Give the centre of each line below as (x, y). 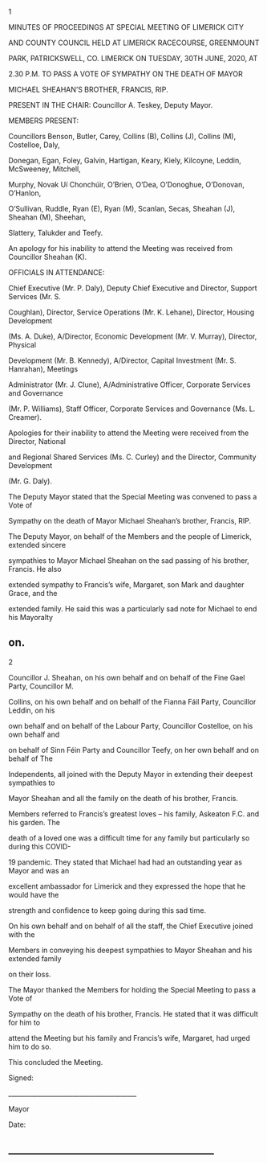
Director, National (37, 441)
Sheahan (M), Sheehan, (47, 217)
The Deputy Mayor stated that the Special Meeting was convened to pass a (133, 497)
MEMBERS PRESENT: (44, 121)
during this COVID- (40, 846)
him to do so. (30, 1046)
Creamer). (25, 417)
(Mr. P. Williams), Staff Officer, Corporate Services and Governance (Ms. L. (132, 409)
